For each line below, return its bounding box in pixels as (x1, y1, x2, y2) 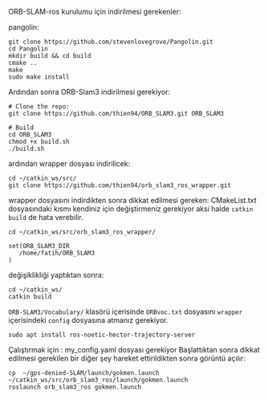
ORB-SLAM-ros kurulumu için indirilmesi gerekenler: (8, 7, 181, 16)
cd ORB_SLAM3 (8, 131, 52, 139)
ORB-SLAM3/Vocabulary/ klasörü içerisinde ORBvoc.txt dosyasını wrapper (8, 307, 243, 316)
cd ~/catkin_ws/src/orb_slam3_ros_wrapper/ (8, 228, 156, 236)
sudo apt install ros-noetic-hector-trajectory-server (8, 331, 196, 339)
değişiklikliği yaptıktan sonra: (8, 271, 104, 279)
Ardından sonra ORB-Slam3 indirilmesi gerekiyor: (8, 88, 171, 96)
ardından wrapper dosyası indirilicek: (8, 159, 131, 168)
